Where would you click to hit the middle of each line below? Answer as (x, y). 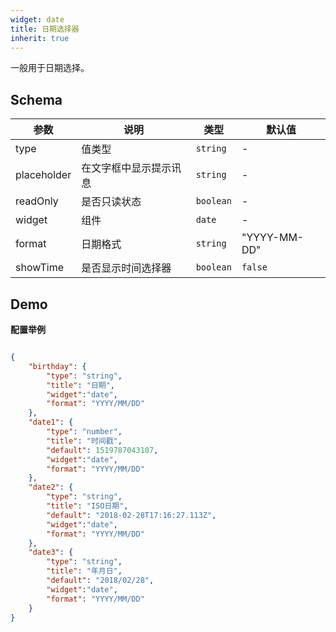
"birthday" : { (57, 366)
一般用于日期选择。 (50, 68)
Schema (36, 99)
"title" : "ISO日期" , (87, 506)
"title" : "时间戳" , (84, 441)
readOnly (37, 201)
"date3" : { (51, 552)
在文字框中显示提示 (126, 168)
